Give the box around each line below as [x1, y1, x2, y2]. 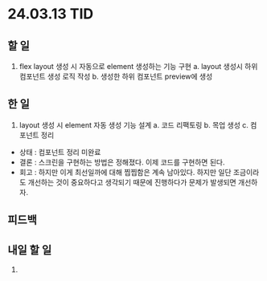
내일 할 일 [7, 242, 52, 257]
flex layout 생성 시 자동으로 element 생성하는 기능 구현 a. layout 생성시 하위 [18, 62, 258, 71]
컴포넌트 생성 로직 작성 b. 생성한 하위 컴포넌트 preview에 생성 [18, 71, 213, 81]
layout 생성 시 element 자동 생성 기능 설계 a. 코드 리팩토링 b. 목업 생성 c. [18, 120, 249, 129]
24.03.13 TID [7, 5, 94, 23]
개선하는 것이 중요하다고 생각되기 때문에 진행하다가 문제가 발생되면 [27, 177, 236, 187]
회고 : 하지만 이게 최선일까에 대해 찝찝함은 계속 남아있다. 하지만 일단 [18, 167, 232, 177]
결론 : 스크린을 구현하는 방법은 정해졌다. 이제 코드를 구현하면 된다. [18, 157, 225, 167]
